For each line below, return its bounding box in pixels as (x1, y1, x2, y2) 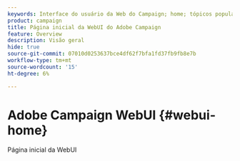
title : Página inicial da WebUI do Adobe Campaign (7, 24, 161, 31)
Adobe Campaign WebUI (7, 107, 156, 123)
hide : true (7, 43, 40, 51)
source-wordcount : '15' (7, 63, 79, 71)
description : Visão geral (7, 37, 84, 44)
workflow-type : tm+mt (7, 57, 72, 64)
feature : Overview (7, 30, 62, 38)
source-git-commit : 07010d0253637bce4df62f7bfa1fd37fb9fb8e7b (7, 51, 196, 58)
